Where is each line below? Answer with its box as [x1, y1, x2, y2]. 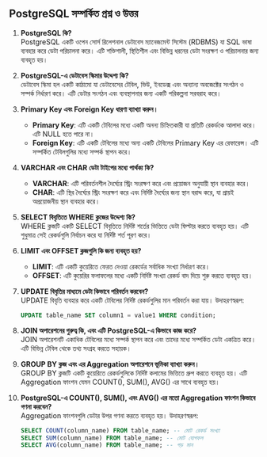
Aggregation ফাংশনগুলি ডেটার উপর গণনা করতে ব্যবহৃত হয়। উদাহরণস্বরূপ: [20, 410, 199, 420]
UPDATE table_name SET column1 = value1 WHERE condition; [20, 311, 216, 319]
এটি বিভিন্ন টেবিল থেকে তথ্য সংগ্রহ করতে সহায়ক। [20, 343, 132, 352]
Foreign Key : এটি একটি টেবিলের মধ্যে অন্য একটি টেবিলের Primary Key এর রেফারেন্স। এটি [32, 138, 259, 147]
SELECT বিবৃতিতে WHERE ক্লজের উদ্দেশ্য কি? [20, 212, 135, 222]
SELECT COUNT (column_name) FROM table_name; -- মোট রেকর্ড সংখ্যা [20, 426, 220, 435]
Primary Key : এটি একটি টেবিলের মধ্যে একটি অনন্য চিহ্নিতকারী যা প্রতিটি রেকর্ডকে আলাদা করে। [32, 120, 257, 130]
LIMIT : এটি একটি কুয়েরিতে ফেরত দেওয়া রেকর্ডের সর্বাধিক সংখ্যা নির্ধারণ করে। [32, 261, 211, 271]
